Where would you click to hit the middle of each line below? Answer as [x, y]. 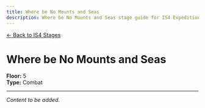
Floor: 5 [16, 76]
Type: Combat [24, 83]
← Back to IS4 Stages [34, 35]
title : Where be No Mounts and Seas [53, 12]
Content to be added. [33, 100]
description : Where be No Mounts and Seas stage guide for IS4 [88, 18]
